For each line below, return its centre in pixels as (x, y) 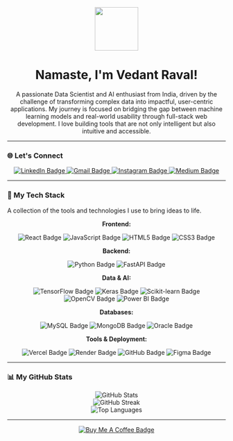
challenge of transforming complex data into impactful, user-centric (116, 101)
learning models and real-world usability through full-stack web (116, 116)
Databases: (116, 312)
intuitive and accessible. (116, 131)
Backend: (116, 251)
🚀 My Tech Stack (36, 195)
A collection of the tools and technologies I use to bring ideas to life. (104, 210)
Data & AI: (116, 278)
